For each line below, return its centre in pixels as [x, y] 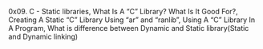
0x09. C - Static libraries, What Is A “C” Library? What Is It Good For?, [123, 11]
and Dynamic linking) [43, 36]
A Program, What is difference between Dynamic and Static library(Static [129, 28]
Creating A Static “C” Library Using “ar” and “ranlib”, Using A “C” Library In [131, 20]
